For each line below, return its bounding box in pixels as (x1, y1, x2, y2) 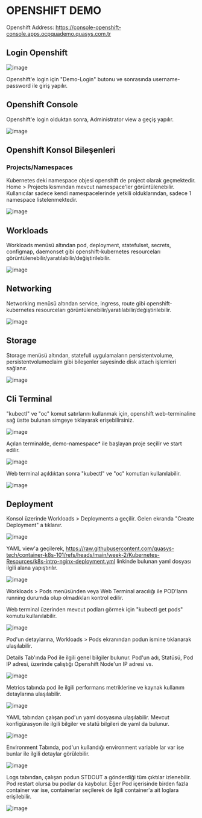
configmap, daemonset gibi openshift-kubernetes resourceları (6, 248, 161, 255)
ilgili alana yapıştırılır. (6, 564, 58, 571)
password (6, 82, 31, 89)
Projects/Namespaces (6, 163, 74, 171)
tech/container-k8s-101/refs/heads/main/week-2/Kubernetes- (6, 551, 160, 559)
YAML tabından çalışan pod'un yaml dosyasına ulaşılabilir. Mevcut (6, 714, 170, 721)
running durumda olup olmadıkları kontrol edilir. (6, 594, 124, 602)
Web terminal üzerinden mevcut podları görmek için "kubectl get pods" (6, 606, 183, 613)
